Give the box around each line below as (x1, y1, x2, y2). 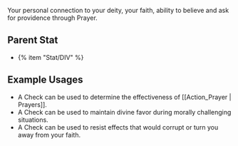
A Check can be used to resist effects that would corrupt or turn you (17, 122, 219, 131)
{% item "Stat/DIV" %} (17, 53, 84, 61)
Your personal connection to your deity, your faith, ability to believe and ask (7, 6, 229, 14)
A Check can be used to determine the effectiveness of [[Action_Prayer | (17, 93, 232, 101)
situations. (17, 115, 48, 124)
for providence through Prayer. (7, 14, 98, 22)
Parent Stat (7, 34, 58, 46)
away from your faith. (17, 130, 81, 139)
